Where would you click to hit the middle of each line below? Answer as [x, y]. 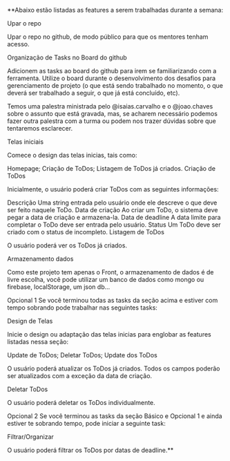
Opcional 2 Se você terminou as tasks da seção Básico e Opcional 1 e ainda [115, 416]
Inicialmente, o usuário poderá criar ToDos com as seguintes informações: [113, 189]
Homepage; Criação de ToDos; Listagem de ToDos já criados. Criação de [112, 168]
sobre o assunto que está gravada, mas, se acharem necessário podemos [112, 114]
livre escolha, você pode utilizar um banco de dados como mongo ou [106, 280]
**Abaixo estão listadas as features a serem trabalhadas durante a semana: [115, 10]
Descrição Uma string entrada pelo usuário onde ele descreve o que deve [112, 203]
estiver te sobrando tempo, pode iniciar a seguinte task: [86, 423]
